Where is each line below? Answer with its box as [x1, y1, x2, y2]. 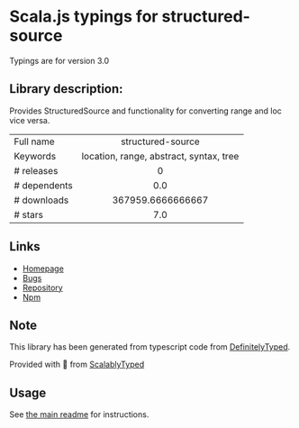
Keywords [14, 150, 57, 162]
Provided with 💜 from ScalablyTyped [9, 359, 145, 370]
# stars [14, 208, 43, 221]
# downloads [14, 194, 69, 206]
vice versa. [9, 114, 50, 125]
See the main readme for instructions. [9, 409, 149, 420]
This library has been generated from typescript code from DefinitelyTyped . [9, 341, 291, 352]
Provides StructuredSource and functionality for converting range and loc [9, 105, 282, 116]
